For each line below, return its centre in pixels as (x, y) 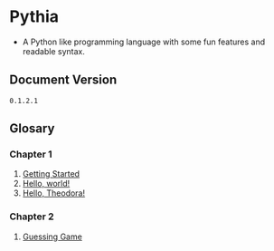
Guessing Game (52, 237)
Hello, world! (46, 184)
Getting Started (51, 174)
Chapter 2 (32, 217)
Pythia (34, 17)
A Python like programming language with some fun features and (143, 42)
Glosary (32, 129)
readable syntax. (54, 51)
